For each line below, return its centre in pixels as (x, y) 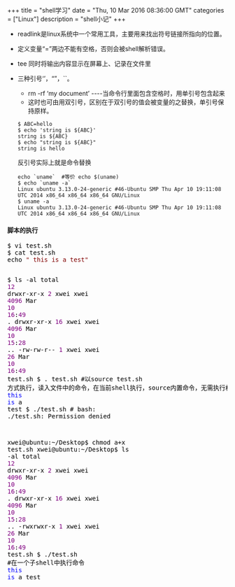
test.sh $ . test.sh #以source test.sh (75, 379)
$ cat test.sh (31, 253)
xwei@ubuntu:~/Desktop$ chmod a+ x (66, 443)
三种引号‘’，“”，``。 (45, 78)
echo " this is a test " (48, 260)
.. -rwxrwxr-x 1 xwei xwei (54, 526)
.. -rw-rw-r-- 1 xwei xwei (54, 350)
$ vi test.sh (30, 246)
